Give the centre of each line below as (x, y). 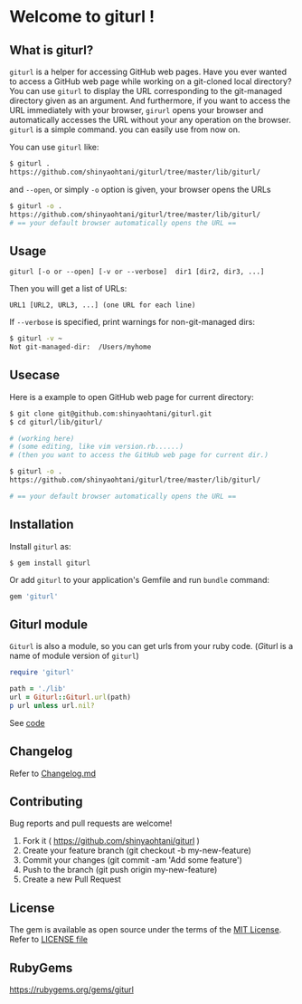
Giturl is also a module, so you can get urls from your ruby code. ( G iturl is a (151, 646)
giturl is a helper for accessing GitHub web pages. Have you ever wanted (148, 72)
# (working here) (42, 438)
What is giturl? (52, 50)
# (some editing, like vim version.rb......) (96, 447)
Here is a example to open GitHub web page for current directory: (132, 397)
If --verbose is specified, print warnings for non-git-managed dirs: (132, 322)
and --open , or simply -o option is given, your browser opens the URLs (140, 189)
